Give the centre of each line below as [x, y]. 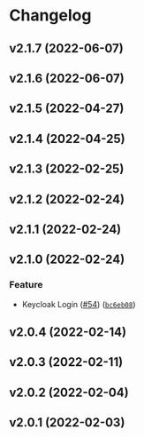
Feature [26, 285]
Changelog [50, 16]
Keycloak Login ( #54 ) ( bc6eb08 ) [79, 304]
